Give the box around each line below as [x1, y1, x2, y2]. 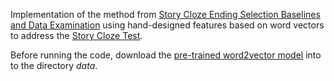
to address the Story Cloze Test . [10, 30, 143, 41]
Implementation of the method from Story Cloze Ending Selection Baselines [10, 9, 321, 20]
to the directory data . [10, 60, 98, 71]
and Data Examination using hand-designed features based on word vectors [10, 19, 325, 31]
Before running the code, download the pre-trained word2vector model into [10, 49, 322, 61]
